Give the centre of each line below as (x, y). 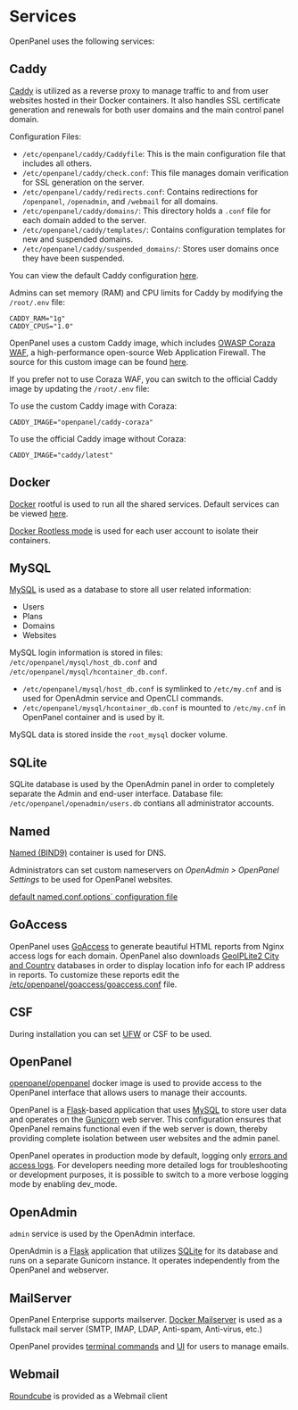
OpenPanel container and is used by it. (93, 717)
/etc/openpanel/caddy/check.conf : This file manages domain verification (155, 172)
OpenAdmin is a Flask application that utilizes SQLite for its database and (144, 1251)
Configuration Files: (46, 137)
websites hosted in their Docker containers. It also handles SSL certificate (145, 100)
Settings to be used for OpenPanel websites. (91, 879)
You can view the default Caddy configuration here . (104, 275)
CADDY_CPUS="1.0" (41, 326)
